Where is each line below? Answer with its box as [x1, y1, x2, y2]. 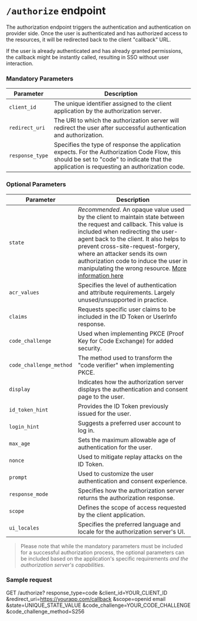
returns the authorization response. [77, 494, 175, 502]
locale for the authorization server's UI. [77, 527, 185, 535]
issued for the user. [77, 409, 131, 417]
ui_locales [9, 524, 39, 531]
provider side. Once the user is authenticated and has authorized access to [6, 29, 188, 36]
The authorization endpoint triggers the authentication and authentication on [6, 23, 191, 31]
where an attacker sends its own [77, 249, 167, 258]
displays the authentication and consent [77, 385, 188, 393]
